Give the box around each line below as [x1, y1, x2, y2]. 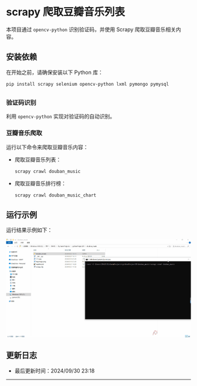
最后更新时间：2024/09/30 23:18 [14, 367, 95, 374]
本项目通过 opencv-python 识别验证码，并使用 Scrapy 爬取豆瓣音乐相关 [6, 26, 176, 33]
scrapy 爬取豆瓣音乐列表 [6, 5, 125, 19]
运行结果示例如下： [6, 226, 53, 233]
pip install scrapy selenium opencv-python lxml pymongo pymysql [6, 81, 169, 87]
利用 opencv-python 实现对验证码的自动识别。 [6, 113, 116, 120]
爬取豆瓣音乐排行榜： [14, 180, 66, 187]
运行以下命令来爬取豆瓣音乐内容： [6, 143, 89, 150]
